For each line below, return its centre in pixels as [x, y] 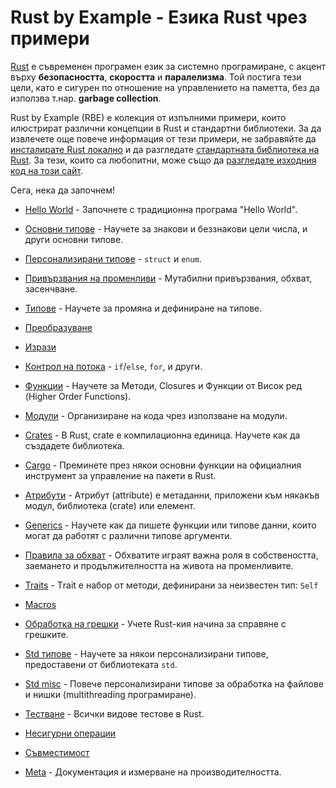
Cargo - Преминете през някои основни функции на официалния [163, 465]
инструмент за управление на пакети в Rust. [120, 475]
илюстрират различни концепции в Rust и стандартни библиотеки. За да [166, 128]
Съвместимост [57, 752]
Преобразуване [58, 327]
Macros [40, 604]
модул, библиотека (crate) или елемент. [110, 505]
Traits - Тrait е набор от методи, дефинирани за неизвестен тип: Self [171, 585]
